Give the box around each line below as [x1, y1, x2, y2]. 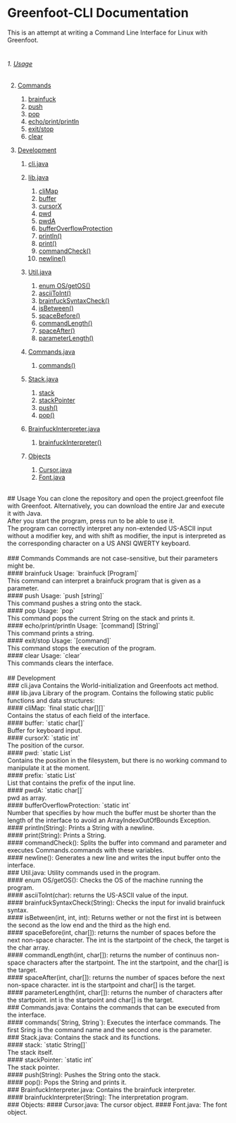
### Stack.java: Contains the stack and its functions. [7, 1034, 161, 1042]
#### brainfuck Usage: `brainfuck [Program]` [7, 569, 139, 578]
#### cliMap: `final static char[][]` [7, 704, 106, 712]
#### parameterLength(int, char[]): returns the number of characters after [7, 988, 223, 997]
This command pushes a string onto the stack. [7, 599, 142, 607]
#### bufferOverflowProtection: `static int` [7, 801, 131, 809]
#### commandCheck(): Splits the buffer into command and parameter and [7, 838, 227, 847]
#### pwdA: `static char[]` [7, 786, 85, 795]
